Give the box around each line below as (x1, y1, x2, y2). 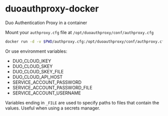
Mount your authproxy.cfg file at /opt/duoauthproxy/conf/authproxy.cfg (5, 29, 154, 35)
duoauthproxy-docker (5, 3, 99, 15)
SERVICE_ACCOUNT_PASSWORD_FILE (12, 84, 92, 90)
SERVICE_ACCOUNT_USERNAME (12, 90, 81, 96)
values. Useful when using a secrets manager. (5, 105, 100, 111)
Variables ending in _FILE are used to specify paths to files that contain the (5, 99, 159, 105)
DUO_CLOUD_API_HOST (12, 74, 63, 80)
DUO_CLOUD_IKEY (12, 58, 51, 64)
